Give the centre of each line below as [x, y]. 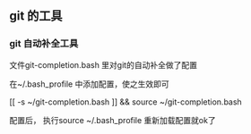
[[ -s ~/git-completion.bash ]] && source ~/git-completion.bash [125, 102]
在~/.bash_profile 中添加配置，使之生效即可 [89, 84]
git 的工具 [36, 16]
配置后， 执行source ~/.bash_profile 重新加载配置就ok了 [113, 120]
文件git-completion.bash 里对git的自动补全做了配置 [103, 64]
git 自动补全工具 [44, 44]
